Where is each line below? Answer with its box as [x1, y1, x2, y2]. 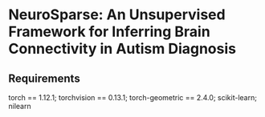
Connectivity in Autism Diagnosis [8, 40, 237, 58]
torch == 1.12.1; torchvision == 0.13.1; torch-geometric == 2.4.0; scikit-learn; [8, 93, 257, 102]
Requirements [8, 71, 80, 85]
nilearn [8, 102, 31, 111]
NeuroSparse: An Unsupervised [8, 6, 226, 24]
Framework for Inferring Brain [8, 22, 210, 41]
